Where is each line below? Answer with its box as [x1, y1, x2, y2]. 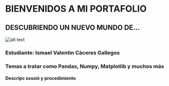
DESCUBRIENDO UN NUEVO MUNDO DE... [5, 23, 140, 32]
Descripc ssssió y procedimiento [5, 75, 76, 81]
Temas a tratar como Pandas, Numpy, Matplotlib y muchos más [5, 63, 164, 70]
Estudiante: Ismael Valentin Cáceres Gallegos [5, 49, 120, 56]
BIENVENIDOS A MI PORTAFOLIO [5, 3, 147, 15]
